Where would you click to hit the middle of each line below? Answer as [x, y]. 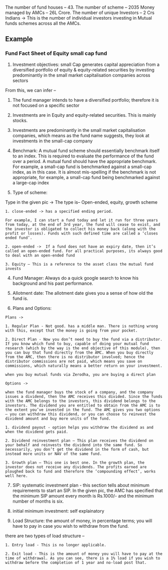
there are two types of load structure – [45, 536]
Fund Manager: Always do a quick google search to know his [75, 278]
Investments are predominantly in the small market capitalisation [79, 130]
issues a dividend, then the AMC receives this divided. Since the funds [84, 396]
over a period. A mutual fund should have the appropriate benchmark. [85, 161]
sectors [20, 80]
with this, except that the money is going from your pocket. [71, 331]
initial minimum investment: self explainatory [58, 511]
